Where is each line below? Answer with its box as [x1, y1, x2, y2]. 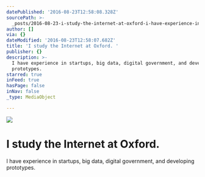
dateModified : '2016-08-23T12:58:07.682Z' [6, 37, 116, 43]
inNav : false [6, 88, 40, 95]
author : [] [6, 26, 34, 32]
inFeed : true [6, 77, 40, 83]
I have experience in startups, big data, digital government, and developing [6, 157, 195, 165]
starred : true [6, 71, 43, 78]
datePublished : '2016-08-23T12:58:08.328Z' [6, 9, 119, 15]
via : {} [6, 32, 26, 38]
